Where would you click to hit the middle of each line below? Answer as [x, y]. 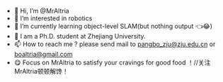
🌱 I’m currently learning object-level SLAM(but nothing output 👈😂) [113, 26]
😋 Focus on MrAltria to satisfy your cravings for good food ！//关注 [112, 62]
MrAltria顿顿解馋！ [41, 71]
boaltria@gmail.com [43, 54]
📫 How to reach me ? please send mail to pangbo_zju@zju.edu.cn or [115, 44]
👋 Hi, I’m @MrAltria [41, 11]
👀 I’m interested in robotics [53, 18]
